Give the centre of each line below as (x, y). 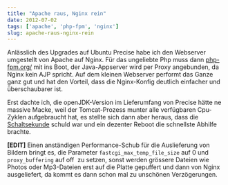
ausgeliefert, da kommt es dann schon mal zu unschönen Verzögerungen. (112, 175)
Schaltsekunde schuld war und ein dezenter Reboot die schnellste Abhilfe (112, 124)
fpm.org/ (20, 67)
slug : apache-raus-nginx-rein (51, 33)
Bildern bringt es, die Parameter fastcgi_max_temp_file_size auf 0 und (108, 153)
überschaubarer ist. (35, 89)
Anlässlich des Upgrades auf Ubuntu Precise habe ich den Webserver (106, 52)
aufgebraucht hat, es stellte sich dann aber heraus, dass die (113, 117)
